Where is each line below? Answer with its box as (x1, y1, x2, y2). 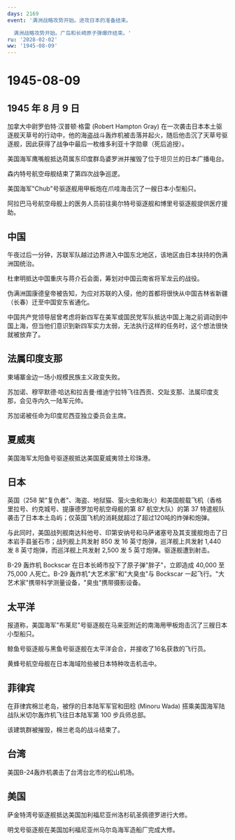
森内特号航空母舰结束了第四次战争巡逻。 (7, 170, 124, 178)
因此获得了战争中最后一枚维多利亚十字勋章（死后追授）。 (25, 140, 188, 148)
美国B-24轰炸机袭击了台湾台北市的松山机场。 (7, 768, 138, 776)
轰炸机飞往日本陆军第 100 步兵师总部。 (37, 711, 150, 719)
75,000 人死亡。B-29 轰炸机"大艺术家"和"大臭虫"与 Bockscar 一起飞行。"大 (7, 569, 225, 578)
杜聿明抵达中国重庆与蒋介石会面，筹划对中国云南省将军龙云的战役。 (7, 274, 204, 283)
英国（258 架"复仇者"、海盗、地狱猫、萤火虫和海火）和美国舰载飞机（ (7, 496, 210, 505)
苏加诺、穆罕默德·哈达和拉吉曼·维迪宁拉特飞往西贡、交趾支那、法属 (7, 387, 201, 396)
